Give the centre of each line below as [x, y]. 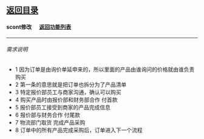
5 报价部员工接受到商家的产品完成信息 [63, 107]
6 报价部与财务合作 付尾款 [48, 115]
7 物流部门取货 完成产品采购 [50, 122]
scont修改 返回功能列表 [39, 27]
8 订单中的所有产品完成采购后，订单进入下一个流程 [79, 130]
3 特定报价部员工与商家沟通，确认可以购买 [68, 92]
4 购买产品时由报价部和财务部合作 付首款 [66, 100]
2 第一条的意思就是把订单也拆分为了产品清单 [71, 84]
